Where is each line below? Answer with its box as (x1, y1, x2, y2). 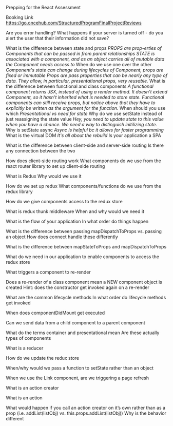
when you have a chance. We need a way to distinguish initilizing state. (6, 122, 158, 127)
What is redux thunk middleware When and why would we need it (6, 208, 144, 215)
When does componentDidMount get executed (6, 310, 105, 316)
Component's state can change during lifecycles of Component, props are (6, 67, 164, 73)
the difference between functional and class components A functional (6, 83, 153, 89)
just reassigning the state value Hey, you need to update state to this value (6, 116, 164, 122)
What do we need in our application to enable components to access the (6, 254, 160, 260)
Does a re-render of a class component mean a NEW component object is (6, 279, 162, 285)
